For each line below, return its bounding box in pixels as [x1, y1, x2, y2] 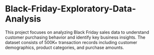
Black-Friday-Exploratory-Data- [5, 3, 136, 14]
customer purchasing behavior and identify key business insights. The [5, 34, 146, 40]
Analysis [5, 13, 41, 24]
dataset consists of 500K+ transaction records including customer [5, 39, 137, 45]
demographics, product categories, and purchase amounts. [5, 44, 124, 50]
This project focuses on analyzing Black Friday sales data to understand [5, 29, 150, 35]
